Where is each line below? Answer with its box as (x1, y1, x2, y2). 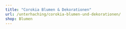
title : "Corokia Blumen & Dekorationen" (5, 7, 92, 12)
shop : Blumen (5, 16, 33, 21)
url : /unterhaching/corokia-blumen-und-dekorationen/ (5, 12, 121, 17)
